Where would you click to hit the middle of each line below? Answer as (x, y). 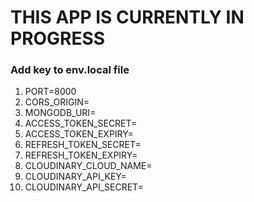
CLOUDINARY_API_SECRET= (84, 187)
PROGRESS (58, 38)
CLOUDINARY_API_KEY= (75, 177)
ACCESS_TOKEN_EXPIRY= (79, 134)
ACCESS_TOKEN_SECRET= (81, 123)
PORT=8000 (50, 92)
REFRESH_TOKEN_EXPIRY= (81, 155)
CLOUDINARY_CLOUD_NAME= (88, 166)
